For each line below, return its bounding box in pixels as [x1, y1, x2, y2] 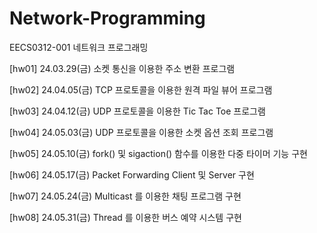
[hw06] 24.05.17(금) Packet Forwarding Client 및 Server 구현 [9, 168, 255, 181]
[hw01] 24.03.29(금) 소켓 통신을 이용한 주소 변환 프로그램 [9, 62, 236, 74]
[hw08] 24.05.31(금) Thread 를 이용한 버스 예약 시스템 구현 [9, 211, 242, 223]
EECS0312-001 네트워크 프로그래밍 [9, 41, 149, 53]
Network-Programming [9, 7, 206, 30]
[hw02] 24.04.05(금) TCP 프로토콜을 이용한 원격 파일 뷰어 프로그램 [9, 83, 273, 96]
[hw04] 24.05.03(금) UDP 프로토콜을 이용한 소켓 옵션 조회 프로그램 [9, 126, 274, 138]
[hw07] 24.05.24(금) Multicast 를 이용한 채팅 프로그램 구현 [9, 190, 242, 202]
